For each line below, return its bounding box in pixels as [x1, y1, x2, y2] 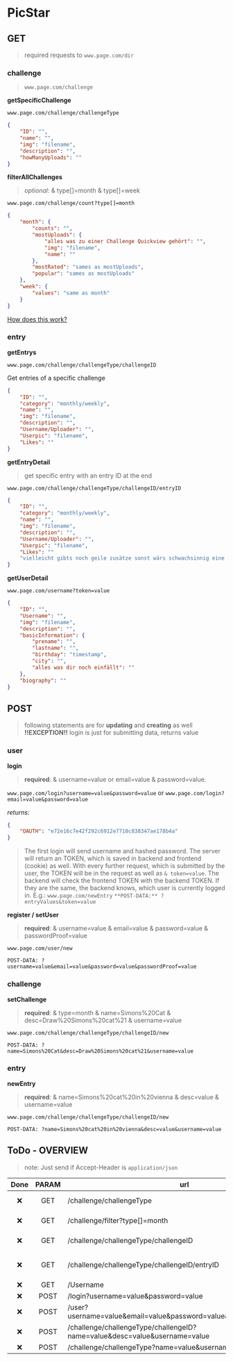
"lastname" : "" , [32, 644, 79, 652]
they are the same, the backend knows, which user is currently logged [24, 884, 225, 892]
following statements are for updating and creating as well [24, 721, 193, 730]
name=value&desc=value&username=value [67, 1331, 210, 1341]
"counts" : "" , [32, 225, 73, 232]
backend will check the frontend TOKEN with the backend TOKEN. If [24, 876, 220, 885]
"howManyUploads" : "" [19, 154, 82, 161]
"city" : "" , [32, 658, 67, 665]
